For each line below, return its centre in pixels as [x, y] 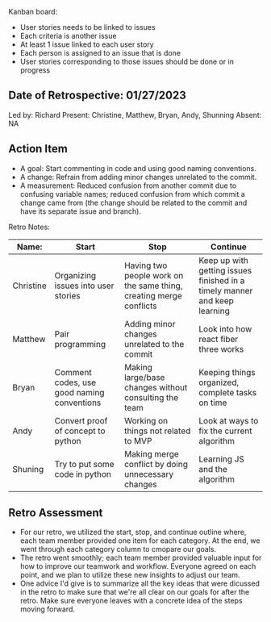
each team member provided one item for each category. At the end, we [140, 541]
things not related [157, 431]
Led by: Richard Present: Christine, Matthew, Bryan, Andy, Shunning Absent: [135, 115]
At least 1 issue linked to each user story [87, 44]
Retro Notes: [29, 227]
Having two [146, 265]
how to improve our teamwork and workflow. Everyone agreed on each [138, 566]
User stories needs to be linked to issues [88, 27]
